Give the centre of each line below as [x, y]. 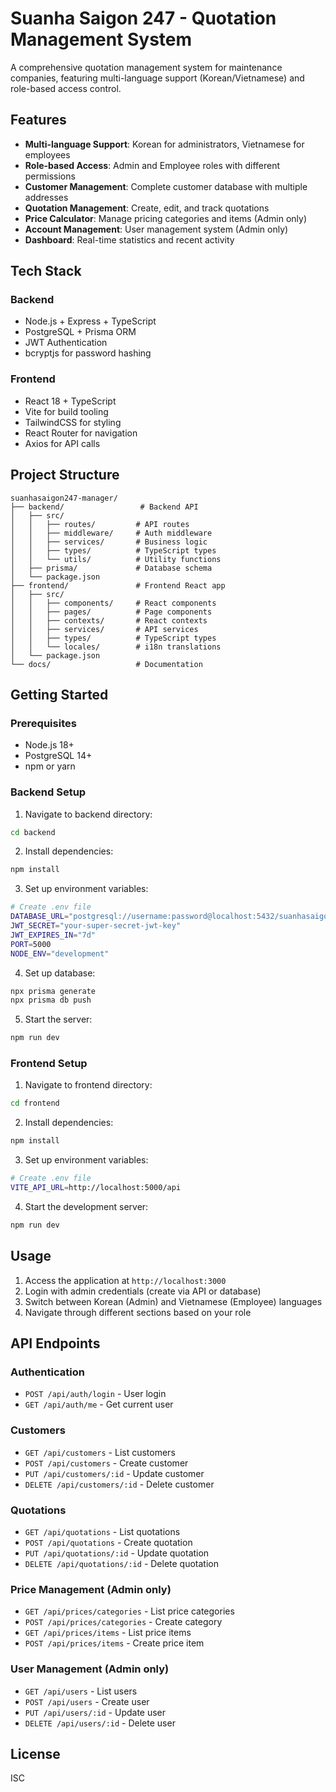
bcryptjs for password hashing [88, 353]
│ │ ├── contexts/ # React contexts [109, 620]
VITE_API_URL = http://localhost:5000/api [96, 1188]
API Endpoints [55, 1343]
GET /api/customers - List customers [100, 1452]
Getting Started [59, 694]
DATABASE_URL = [40, 917]
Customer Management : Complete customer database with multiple [166, 186]
